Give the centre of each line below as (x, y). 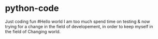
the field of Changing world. (33, 31)
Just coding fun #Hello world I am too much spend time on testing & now (78, 21)
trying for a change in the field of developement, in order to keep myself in (79, 26)
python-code (32, 8)
